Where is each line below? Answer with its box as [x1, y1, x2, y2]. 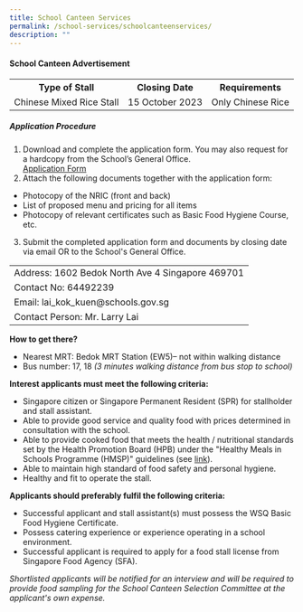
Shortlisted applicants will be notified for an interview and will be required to [9, 573, 294, 584]
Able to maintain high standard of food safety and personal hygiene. [22, 463, 277, 474]
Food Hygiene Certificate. [22, 517, 119, 528]
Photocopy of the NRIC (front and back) [22, 190, 172, 201]
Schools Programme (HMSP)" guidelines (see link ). [22, 453, 213, 464]
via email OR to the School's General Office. [22, 246, 186, 257]
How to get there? [9, 334, 79, 344]
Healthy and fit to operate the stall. [22, 472, 152, 484]
